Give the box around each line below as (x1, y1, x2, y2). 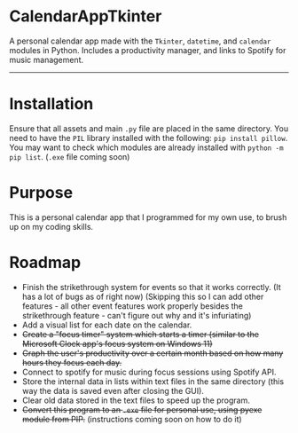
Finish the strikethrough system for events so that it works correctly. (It (21, 281, 281, 292)
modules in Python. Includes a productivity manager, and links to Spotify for (9, 44, 286, 55)
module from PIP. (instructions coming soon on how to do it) (21, 413, 242, 424)
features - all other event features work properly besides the (21, 300, 244, 311)
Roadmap (9, 253, 82, 272)
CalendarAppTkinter (9, 6, 162, 27)
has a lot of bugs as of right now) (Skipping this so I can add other (21, 291, 264, 302)
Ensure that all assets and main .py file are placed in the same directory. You (9, 122, 289, 134)
